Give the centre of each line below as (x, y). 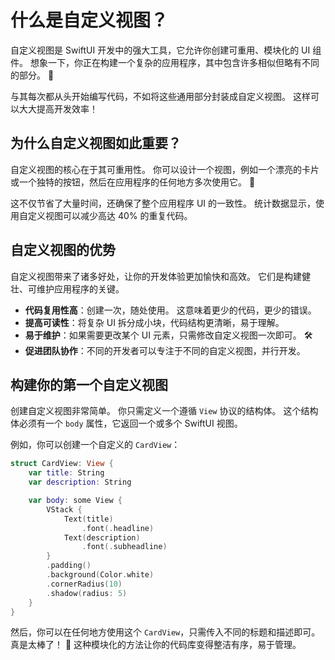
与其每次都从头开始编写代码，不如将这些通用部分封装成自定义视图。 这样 (160, 96)
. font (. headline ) (118, 528)
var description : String (80, 482)
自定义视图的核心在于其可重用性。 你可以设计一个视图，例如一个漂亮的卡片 (165, 169)
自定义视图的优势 (63, 250)
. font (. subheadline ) (124, 547)
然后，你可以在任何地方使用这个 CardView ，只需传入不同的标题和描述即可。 (165, 632)
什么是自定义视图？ (89, 20)
